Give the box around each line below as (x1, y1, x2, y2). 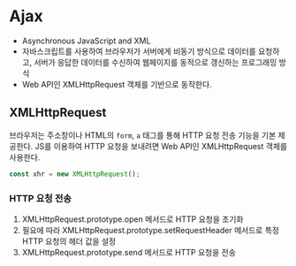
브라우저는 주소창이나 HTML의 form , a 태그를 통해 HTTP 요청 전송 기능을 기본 (9, 130, 277, 141)
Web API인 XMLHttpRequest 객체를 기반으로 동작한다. (21, 79, 212, 89)
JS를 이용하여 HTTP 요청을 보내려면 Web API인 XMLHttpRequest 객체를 (34, 141, 288, 151)
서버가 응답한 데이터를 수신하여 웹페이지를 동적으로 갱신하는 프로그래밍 (34, 57, 277, 67)
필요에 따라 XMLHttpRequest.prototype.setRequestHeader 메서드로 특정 (21, 224, 280, 235)
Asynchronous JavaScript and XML (21, 35, 151, 46)
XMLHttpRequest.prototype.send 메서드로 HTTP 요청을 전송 (21, 247, 237, 257)
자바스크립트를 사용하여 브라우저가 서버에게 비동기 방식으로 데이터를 (21, 46, 256, 57)
